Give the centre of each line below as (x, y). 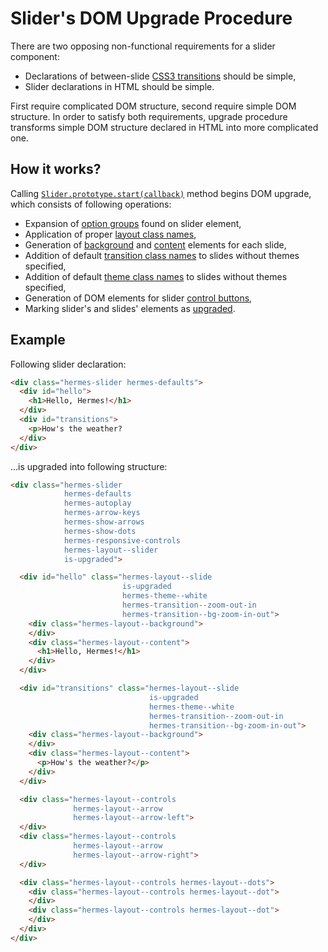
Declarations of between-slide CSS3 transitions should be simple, (160, 76)
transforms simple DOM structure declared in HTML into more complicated (164, 127)
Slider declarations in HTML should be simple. (119, 86)
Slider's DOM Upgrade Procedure (151, 18)
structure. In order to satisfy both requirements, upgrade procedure (149, 116)
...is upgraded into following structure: (89, 466)
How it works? (56, 169)
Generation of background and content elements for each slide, (155, 244)
